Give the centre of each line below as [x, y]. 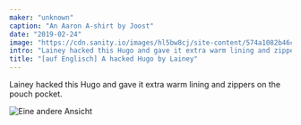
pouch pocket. [36, 94]
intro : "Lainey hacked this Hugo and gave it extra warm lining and [140, 51]
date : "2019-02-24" [46, 34]
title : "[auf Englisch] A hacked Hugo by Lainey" [104, 59]
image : [21, 42]
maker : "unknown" [42, 17]
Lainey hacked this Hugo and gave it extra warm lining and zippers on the [145, 84]
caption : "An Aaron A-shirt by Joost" [82, 26]
